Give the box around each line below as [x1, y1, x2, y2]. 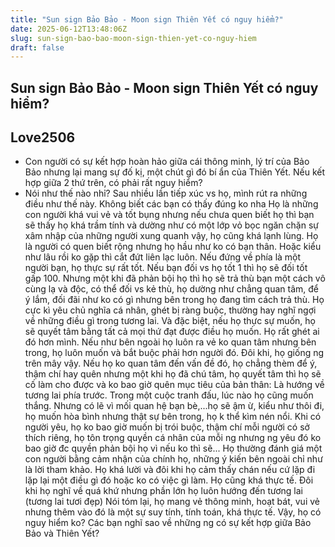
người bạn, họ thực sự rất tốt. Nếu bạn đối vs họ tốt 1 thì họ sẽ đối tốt [24, 262, 308, 274]
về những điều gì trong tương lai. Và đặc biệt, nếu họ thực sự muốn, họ [24, 315, 316, 327]
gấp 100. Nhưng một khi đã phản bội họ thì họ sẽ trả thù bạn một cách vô [24, 272, 326, 285]
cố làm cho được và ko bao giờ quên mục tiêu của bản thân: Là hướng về [24, 379, 325, 391]
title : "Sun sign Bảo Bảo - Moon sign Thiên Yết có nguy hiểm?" [10, 14, 284, 25]
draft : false [10, 42, 65, 53]
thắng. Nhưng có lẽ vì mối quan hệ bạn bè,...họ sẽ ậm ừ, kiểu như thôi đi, [24, 400, 325, 412]
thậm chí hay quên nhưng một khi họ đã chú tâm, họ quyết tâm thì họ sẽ [24, 368, 322, 380]
